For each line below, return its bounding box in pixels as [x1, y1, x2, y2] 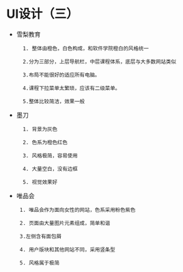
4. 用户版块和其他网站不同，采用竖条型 [19, 246, 115, 253]
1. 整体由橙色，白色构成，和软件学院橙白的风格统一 [23, 45, 150, 52]
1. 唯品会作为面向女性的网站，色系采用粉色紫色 [19, 206, 136, 213]
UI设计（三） [6, 6, 79, 22]
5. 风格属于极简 [19, 259, 59, 267]
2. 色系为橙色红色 [23, 139, 68, 146]
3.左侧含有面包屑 [19, 233, 62, 240]
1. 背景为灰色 [23, 126, 58, 133]
